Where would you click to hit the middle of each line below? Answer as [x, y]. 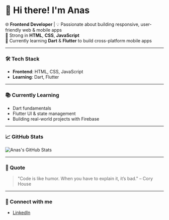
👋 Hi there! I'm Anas [47, 10]
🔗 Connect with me [29, 202]
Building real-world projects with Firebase [56, 119]
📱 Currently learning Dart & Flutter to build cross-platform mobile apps [78, 40]
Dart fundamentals [32, 108]
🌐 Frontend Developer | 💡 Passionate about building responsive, [72, 24]
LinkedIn [21, 213]
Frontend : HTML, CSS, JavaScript [48, 72]
